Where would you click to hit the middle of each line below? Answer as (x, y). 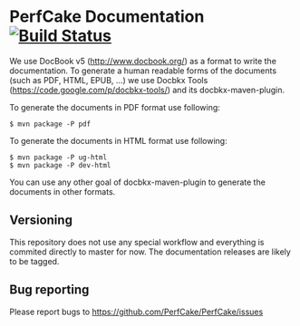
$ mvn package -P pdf (50, 124)
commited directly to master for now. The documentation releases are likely (150, 252)
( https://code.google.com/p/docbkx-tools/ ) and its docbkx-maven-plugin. (147, 90)
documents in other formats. (63, 191)
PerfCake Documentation (107, 17)
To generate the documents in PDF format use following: (115, 107)
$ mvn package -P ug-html (58, 157)
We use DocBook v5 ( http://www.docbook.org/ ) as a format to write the (143, 61)
